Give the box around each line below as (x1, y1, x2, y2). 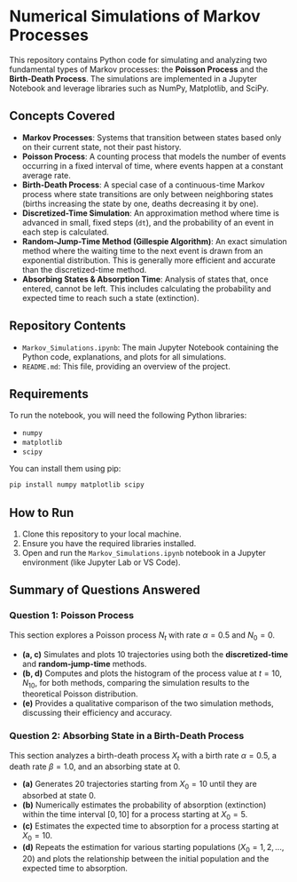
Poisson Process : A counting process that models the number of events (21, 151, 286, 162)
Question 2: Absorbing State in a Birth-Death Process (9, 730, 245, 743)
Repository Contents (9, 318, 127, 334)
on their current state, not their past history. (21, 141, 182, 152)
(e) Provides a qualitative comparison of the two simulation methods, (21, 698, 274, 709)
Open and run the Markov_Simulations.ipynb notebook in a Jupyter (21, 548, 266, 559)
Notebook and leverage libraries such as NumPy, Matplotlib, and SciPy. (9, 83, 269, 93)
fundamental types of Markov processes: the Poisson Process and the (9, 64, 269, 75)
